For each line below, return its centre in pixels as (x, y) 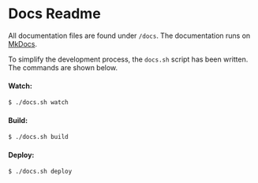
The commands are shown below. (63, 67)
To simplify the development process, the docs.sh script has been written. (128, 59)
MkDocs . (23, 43)
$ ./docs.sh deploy (40, 172)
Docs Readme (54, 14)
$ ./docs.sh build (38, 137)
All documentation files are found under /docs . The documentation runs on (129, 35)
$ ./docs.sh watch (38, 103)
